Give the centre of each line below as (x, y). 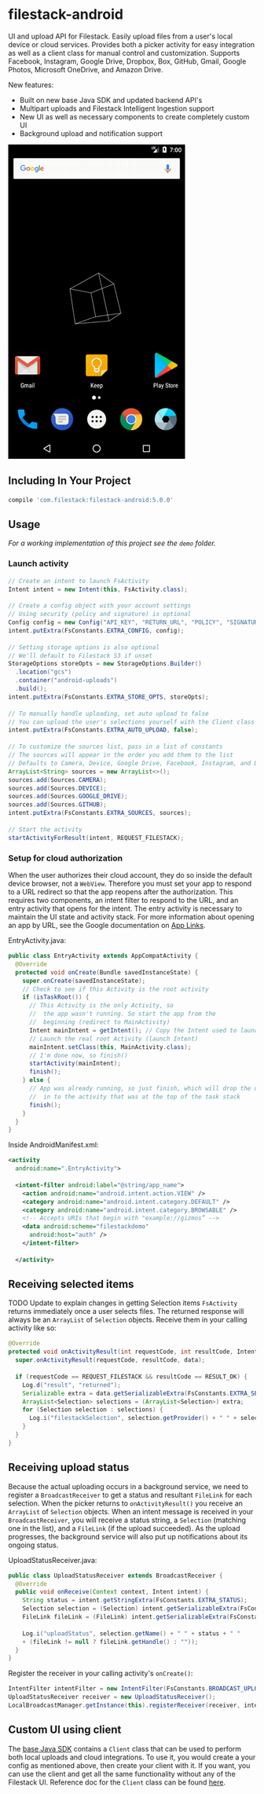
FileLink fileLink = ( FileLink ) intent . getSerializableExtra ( (126, 1617)
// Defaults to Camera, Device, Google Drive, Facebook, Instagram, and (130, 763)
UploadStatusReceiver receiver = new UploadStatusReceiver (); (112, 1697)
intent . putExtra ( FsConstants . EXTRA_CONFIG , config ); (96, 630)
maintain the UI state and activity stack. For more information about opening (131, 917)
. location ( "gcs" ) (44, 672)
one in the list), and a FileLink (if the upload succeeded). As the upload (125, 1528)
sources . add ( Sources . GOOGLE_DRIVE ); (68, 796)
